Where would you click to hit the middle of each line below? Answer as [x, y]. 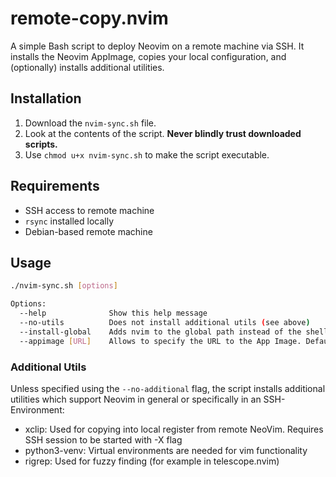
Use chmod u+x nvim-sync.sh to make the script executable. [147, 154]
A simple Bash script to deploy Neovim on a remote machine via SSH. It [157, 46]
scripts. [41, 144]
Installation [46, 98]
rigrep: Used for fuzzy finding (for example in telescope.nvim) [152, 461]
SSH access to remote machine [89, 210]
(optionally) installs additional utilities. [87, 67]
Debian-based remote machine [88, 231]
